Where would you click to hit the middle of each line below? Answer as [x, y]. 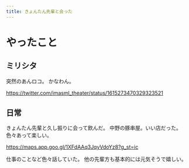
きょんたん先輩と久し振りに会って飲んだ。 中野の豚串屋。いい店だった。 [94, 128]
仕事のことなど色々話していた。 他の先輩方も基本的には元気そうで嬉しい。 [97, 159]
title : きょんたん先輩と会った [39, 11]
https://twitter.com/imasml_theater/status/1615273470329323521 [85, 93]
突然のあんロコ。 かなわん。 [40, 81]
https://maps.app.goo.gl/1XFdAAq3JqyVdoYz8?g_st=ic [72, 147]
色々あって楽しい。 [29, 135]
